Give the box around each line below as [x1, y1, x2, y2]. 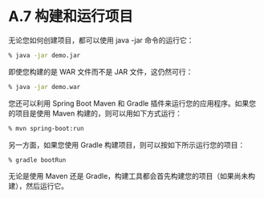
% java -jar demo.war [8, 83, 81, 91]
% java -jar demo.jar [8, 51, 81, 59]
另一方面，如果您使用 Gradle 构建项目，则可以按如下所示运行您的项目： [8, 139, 246, 149]
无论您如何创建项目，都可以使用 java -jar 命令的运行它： [8, 35, 194, 45]
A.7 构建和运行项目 [8, 7, 134, 26]
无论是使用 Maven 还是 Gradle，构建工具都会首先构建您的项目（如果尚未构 [8, 172, 255, 181]
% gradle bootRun [8, 156, 67, 164]
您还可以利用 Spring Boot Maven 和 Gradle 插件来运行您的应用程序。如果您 [8, 98, 257, 108]
